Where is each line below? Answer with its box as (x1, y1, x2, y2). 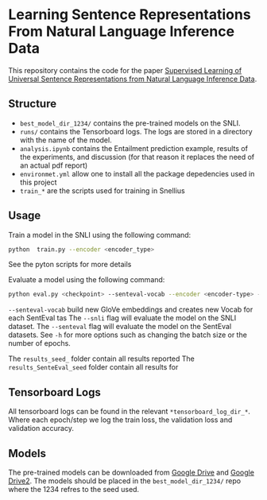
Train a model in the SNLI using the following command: (8, 230, 192, 239)
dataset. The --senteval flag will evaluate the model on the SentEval (8, 322, 232, 331)
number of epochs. (8, 339, 72, 348)
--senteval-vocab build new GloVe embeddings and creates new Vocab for (8, 304, 253, 315)
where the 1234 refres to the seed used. (8, 484, 140, 494)
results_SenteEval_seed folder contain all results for (8, 362, 179, 372)
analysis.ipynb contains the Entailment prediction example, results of (19, 143, 249, 153)
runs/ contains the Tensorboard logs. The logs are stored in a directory (19, 126, 253, 136)
